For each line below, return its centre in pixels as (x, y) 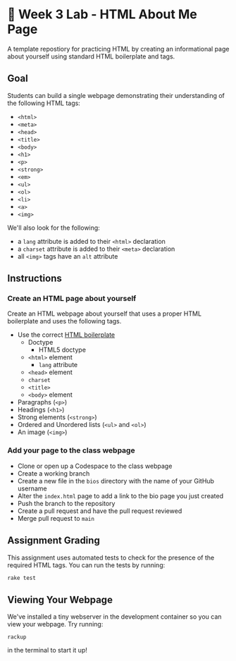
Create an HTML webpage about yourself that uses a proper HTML (105, 314)
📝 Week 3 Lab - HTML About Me (102, 14)
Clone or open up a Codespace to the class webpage (95, 466)
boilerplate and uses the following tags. (64, 321)
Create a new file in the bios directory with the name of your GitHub (116, 481)
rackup (17, 637)
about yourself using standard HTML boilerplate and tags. (91, 56)
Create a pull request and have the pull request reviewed (100, 511)
